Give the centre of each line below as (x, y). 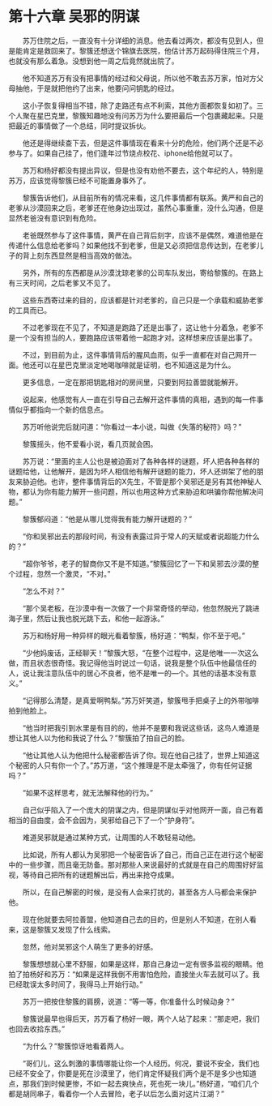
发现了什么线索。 (86, 929)
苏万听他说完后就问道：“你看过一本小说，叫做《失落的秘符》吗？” (132, 427)
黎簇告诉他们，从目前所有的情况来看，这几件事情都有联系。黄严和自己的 (143, 197)
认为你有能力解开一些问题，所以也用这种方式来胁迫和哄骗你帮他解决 (143, 491)
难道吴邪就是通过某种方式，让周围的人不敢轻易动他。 (111, 837)
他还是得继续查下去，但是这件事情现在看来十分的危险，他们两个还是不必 (143, 143)
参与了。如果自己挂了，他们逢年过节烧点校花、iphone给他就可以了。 (123, 153)
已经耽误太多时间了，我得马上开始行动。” (76, 984)
